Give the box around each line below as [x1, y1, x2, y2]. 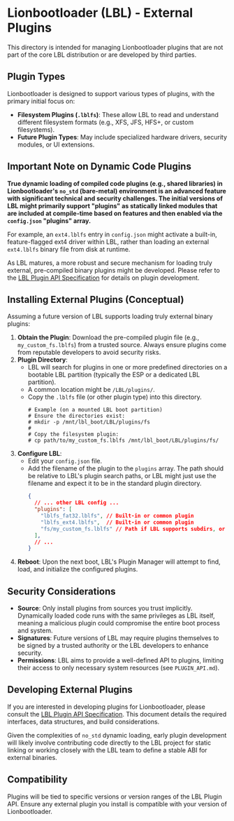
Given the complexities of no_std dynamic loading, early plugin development [7, 731, 227, 739]
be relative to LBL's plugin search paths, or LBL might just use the [27, 472, 217, 480]
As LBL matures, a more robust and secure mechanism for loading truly [7, 258, 213, 267]
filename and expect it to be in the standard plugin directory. [27, 479, 202, 488]
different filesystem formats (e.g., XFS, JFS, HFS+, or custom [17, 118, 194, 126]
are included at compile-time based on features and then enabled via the [7, 209, 223, 217]
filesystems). [17, 125, 54, 134]
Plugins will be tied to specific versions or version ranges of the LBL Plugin [7, 792, 222, 801]
